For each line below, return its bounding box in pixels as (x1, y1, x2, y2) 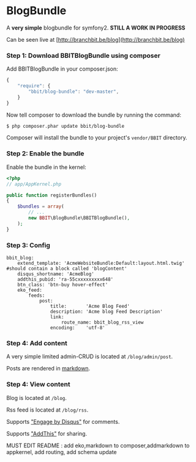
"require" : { (17, 83, 51, 89)
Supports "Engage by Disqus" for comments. (6, 418, 120, 425)
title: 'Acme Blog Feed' (50, 303, 130, 309)
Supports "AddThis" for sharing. (6, 429, 88, 437)
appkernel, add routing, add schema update (6, 448, 117, 455)
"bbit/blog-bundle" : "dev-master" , (28, 88, 119, 95)
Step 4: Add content (6, 339, 67, 347)
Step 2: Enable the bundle (6, 149, 85, 158)
